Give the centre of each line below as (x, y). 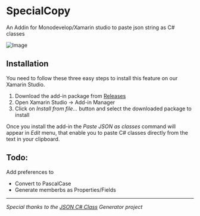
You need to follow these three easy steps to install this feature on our (92, 78)
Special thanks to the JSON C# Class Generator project (74, 207)
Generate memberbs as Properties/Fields (65, 190)
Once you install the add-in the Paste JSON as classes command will (91, 126)
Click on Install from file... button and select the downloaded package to (103, 109)
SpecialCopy (38, 11)
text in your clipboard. (33, 139)
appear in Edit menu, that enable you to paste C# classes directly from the (97, 132)
